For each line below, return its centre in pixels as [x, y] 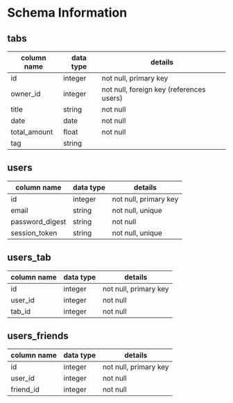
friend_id [25, 390]
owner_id [26, 94]
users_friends [38, 336]
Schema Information [67, 13]
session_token [34, 232]
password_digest [38, 221]
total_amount [32, 132]
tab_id [21, 311]
